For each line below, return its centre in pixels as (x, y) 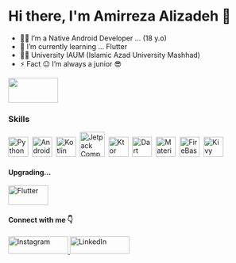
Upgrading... (30, 172)
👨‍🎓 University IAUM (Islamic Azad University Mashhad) (110, 55)
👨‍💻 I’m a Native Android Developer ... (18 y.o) (93, 38)
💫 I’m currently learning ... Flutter (74, 46)
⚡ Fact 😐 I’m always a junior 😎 (70, 63)
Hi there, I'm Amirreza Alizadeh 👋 (120, 16)
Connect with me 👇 (41, 220)
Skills (19, 119)
